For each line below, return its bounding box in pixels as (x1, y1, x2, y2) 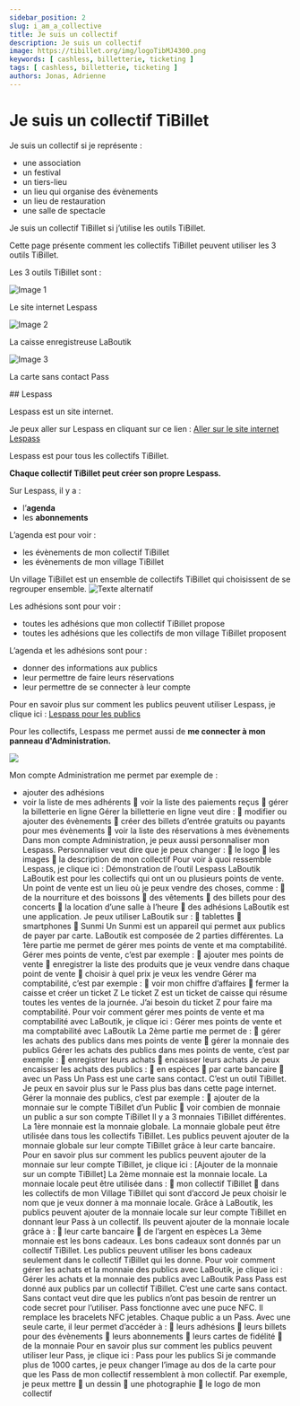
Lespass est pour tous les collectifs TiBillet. (9, 450, 169, 461)
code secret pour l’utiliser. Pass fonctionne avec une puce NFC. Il (21, 1302, 264, 1313)
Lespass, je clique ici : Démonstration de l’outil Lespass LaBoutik (21, 863, 261, 874)
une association (21, 157, 81, 168)
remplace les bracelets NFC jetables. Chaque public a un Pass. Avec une (21, 1312, 291, 1323)
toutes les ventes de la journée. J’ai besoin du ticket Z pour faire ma (21, 997, 273, 1007)
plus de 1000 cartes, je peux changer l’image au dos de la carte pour (21, 1359, 277, 1370)
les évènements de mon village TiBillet (21, 556, 164, 567)
